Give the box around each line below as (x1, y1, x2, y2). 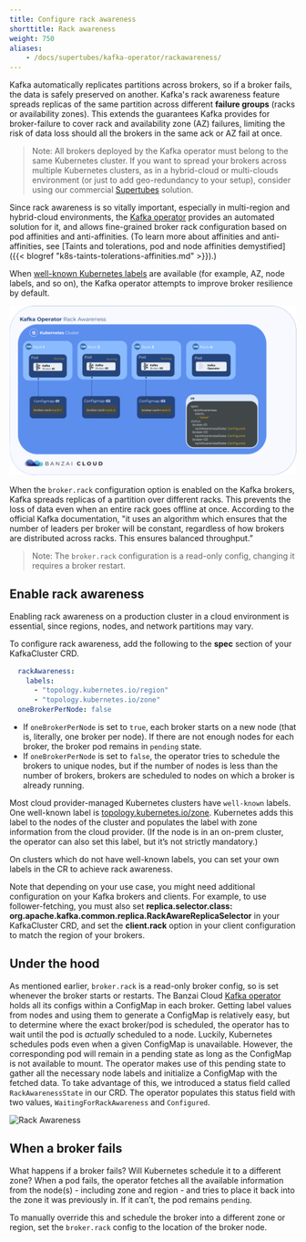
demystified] (238, 241, 286, 252)
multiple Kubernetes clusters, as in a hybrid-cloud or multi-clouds (31, 165, 279, 176)
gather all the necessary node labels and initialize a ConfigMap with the (9, 1068, 278, 1079)
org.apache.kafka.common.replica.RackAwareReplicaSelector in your (9, 911, 280, 922)
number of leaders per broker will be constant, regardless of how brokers (9, 523, 285, 534)
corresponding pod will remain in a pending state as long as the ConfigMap (9, 1048, 292, 1059)
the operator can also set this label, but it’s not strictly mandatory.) (9, 836, 259, 848)
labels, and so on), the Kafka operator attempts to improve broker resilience (9, 278, 293, 289)
